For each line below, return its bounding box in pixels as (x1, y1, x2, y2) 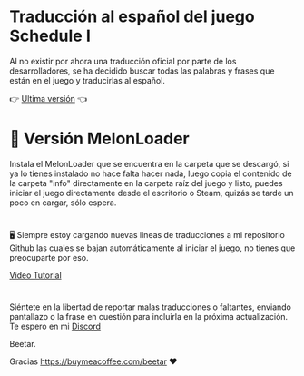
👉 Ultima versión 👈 (9, 93, 88, 104)
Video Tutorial (9, 270, 62, 281)
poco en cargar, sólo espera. (9, 197, 117, 208)
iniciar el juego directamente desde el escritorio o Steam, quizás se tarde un (9, 187, 294, 198)
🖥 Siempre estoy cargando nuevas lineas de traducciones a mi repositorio (9, 230, 286, 241)
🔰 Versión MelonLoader (9, 129, 191, 149)
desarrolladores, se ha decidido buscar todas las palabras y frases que (9, 65, 275, 76)
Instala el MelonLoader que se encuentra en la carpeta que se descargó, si (9, 158, 289, 169)
